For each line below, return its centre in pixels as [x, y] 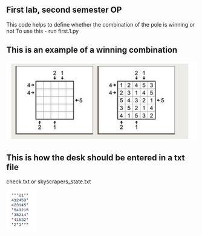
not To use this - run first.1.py [43, 31]
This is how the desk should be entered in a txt [96, 158]
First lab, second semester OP [64, 10]
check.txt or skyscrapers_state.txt [49, 182]
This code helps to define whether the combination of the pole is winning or [101, 24]
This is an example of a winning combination [92, 50]
